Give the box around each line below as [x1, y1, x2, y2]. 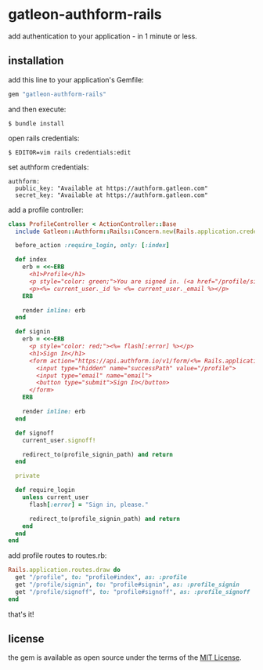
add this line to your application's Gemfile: [8, 75, 144, 84]
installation [8, 54, 64, 67]
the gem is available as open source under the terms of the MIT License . [8, 653, 242, 662]
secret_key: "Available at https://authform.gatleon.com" [15, 191, 209, 199]
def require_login [15, 486, 76, 494]
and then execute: [8, 104, 67, 114]
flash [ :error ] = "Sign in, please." [28, 501, 149, 508]
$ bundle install [8, 119, 65, 127]
